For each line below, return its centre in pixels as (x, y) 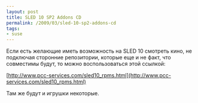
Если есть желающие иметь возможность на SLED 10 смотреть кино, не (99, 51)
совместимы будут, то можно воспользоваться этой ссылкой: (86, 64)
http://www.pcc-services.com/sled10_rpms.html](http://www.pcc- (90, 75)
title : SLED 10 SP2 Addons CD (44, 17)
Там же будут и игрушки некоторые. (53, 93)
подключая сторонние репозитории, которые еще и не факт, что (89, 57)
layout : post (22, 12)
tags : (13, 28)
